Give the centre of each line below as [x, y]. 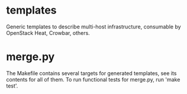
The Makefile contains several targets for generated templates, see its [91, 73]
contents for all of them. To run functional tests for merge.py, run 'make [93, 79]
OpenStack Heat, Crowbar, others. [48, 33]
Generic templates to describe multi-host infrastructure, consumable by [94, 27]
